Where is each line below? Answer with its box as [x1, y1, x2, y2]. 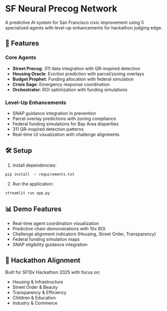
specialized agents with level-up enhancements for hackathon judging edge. [5, 24, 163, 30]
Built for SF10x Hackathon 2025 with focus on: [5, 269, 101, 275]
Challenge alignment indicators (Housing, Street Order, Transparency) [12, 231, 156, 237]
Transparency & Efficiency [12, 290, 67, 296]
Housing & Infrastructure [12, 279, 63, 285]
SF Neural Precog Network [5, 3, 118, 14]
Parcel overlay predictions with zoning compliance [12, 115, 116, 121]
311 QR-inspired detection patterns [12, 126, 84, 132]
